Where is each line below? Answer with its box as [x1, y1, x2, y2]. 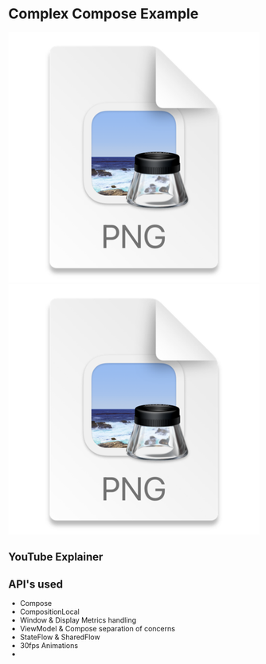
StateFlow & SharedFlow [19, 632, 101, 642]
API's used [8, 577, 64, 591]
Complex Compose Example [8, 5, 199, 23]
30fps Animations [19, 641, 78, 650]
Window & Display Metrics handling [19, 615, 137, 625]
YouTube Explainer [8, 550, 104, 564]
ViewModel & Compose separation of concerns [19, 624, 175, 634]
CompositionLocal [19, 607, 80, 617]
